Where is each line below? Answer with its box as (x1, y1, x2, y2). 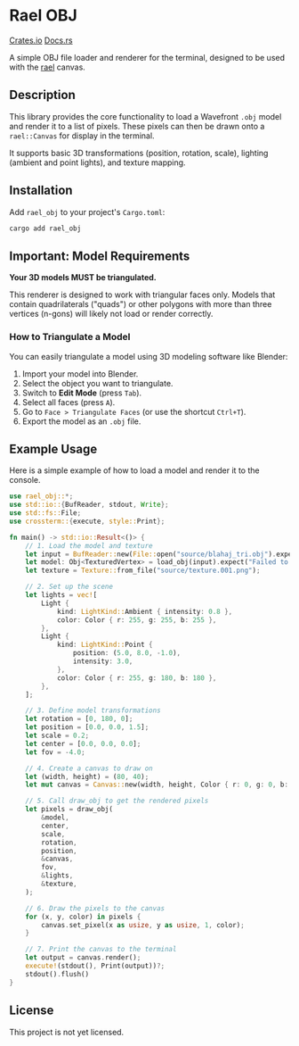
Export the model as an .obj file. (21, 416, 141, 427)
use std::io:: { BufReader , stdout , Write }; (9, 501, 169, 510)
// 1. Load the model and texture (25, 541, 153, 550)
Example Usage (9, 441, 98, 456)
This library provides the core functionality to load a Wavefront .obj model (9, 111, 282, 121)
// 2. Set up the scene (25, 582, 114, 592)
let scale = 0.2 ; (25, 731, 90, 741)
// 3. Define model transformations (25, 706, 162, 715)
